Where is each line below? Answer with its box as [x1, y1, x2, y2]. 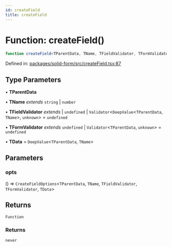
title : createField [5, 12, 47, 17]
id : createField [5, 7, 40, 13]
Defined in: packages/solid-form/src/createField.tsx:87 [5, 60, 121, 67]
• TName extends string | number [5, 99, 76, 105]
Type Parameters [5, 75, 61, 84]
